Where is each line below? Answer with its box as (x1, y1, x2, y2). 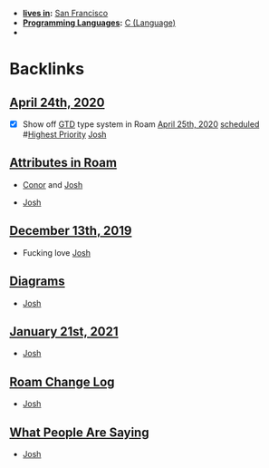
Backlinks (9, 59, 85, 80)
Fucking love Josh (22, 247, 91, 258)
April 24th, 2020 (9, 94, 105, 110)
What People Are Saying (9, 424, 149, 440)
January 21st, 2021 (9, 324, 120, 339)
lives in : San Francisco (22, 8, 109, 18)
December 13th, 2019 (9, 223, 132, 239)
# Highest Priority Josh (22, 129, 107, 140)
